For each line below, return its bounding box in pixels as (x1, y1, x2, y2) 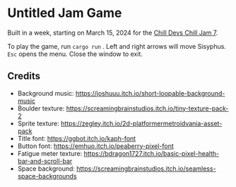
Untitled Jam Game (7, 5, 122, 21)
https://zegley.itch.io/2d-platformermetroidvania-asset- (60, 119, 223, 127)
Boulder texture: (17, 104, 65, 113)
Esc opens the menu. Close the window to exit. (7, 50, 143, 58)
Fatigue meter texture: (17, 149, 83, 157)
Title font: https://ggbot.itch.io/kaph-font (17, 134, 136, 142)
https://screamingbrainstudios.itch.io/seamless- (76, 164, 217, 173)
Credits (7, 70, 41, 82)
